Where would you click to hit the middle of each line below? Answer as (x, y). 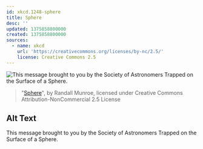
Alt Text (21, 118)
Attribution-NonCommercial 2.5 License (71, 99)
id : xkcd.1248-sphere (34, 12)
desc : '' (17, 23)
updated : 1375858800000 (36, 29)
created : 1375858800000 (36, 35)
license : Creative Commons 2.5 (57, 57)
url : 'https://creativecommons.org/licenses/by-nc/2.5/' (91, 52)
